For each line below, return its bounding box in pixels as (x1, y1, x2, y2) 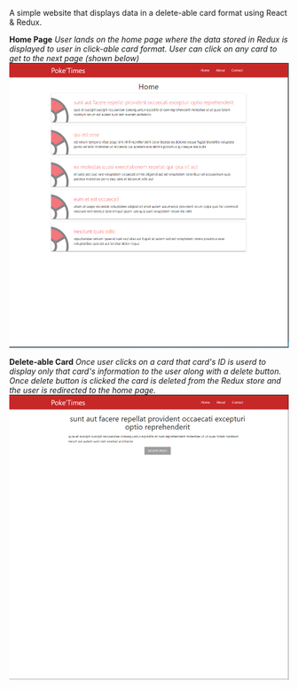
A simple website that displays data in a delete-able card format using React (9, 8, 288, 18)
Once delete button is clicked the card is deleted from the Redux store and (9, 375, 282, 385)
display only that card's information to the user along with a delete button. (9, 366, 282, 376)
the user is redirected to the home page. (9, 384, 157, 395)
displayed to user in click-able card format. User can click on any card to (9, 44, 278, 54)
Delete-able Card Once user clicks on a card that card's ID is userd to (9, 356, 266, 367)
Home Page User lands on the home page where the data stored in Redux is (9, 35, 288, 44)
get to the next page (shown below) (9, 53, 140, 63)
